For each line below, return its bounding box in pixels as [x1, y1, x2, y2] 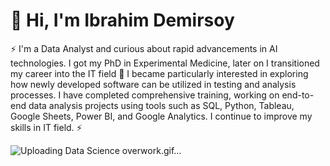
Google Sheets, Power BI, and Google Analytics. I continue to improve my [10, 110, 313, 122]
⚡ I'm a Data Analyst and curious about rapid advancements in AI [10, 42, 278, 54]
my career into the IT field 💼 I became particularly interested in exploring [10, 67, 309, 79]
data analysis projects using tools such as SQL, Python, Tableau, [28, 99, 295, 111]
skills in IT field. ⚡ [10, 121, 83, 133]
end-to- [281, 89, 315, 101]
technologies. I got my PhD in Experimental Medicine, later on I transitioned [10, 57, 320, 69]
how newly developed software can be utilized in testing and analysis [10, 78, 297, 90]
